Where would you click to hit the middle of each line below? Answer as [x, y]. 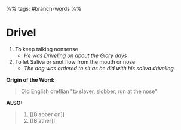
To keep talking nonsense [47, 49]
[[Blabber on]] [47, 114]
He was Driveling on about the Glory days [75, 55]
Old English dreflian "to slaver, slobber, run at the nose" [89, 91]
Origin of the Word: [30, 79]
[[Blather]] [42, 120]
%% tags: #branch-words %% [44, 9]
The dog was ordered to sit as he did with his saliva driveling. [99, 68]
